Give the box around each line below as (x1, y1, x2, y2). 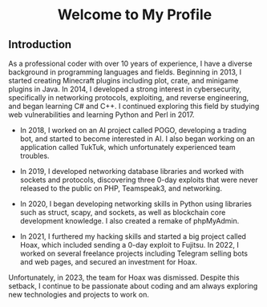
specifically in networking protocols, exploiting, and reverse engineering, (8, 93, 249, 102)
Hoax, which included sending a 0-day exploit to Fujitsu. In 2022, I (19, 240, 239, 249)
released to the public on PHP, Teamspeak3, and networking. (19, 184, 223, 193)
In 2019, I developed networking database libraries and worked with (19, 167, 245, 176)
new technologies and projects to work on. (8, 290, 150, 299)
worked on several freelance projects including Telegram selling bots (19, 248, 249, 258)
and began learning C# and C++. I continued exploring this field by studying (8, 102, 260, 111)
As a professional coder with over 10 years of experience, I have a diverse (8, 59, 253, 68)
